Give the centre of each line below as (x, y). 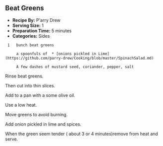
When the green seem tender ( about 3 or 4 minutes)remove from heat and (82, 134)
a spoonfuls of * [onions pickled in (56, 54)
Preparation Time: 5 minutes (42, 31)
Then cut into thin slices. (30, 85)
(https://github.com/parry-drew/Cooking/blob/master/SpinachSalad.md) (80, 58)
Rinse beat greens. (24, 76)
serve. (12, 139)
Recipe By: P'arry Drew (36, 20)
